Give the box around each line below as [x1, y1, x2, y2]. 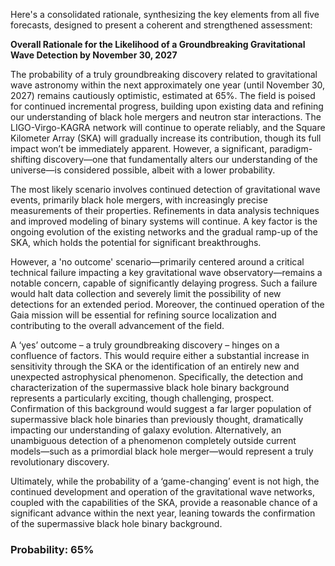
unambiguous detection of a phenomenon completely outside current [10, 435, 297, 446]
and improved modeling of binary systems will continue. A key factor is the [10, 215, 318, 227]
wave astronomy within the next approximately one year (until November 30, [10, 79, 326, 91]
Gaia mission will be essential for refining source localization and [10, 309, 277, 321]
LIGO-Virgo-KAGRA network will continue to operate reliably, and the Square [10, 122, 326, 133]
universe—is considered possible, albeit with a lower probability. [10, 164, 276, 176]
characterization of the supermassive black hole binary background [10, 382, 290, 393]
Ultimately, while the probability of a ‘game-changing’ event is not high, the [10, 475, 320, 487]
